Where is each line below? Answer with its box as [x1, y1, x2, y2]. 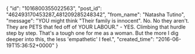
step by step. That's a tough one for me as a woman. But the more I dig [6, 30, 179, 37]
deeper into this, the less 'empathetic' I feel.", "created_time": [6, 36, 155, 42]
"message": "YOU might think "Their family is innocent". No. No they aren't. [6, 17, 190, 24]
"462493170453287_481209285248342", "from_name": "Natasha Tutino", [6, 11, 186, 18]
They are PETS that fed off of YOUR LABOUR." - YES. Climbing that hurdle [6, 23, 186, 30]
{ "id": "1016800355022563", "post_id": [6, 5, 102, 12]
